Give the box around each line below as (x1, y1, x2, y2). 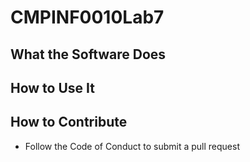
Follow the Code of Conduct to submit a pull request (24, 140, 240, 152)
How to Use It (10, 79, 95, 96)
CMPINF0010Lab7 (10, 6, 165, 29)
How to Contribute (10, 114, 128, 131)
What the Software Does (10, 46, 167, 63)
